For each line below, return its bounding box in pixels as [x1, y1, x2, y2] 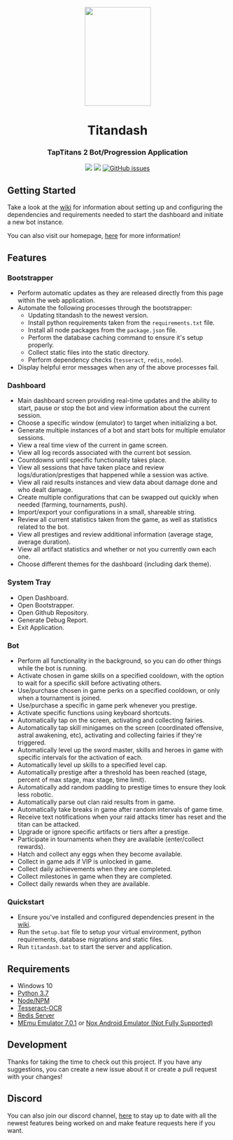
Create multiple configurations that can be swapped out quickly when [17, 493, 219, 502]
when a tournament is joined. [17, 694, 101, 702]
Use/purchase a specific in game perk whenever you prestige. [17, 701, 197, 710]
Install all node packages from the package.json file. [27, 325, 178, 334]
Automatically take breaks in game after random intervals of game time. [17, 805, 224, 813]
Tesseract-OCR [17, 1004, 62, 1012]
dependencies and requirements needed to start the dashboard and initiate [7, 211, 224, 219]
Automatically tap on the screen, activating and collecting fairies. [17, 716, 205, 724]
